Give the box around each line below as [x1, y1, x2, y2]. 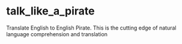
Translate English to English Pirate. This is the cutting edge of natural [6, 24, 177, 31]
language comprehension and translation [6, 30, 108, 37]
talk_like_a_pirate [6, 4, 95, 18]
